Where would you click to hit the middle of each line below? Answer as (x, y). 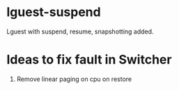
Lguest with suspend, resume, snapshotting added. (80, 31)
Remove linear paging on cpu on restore (74, 79)
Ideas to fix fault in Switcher (89, 60)
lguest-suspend (54, 12)
